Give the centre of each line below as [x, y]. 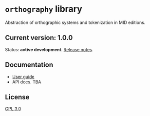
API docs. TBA [27, 82]
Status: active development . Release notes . [49, 49]
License [17, 97]
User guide [23, 77]
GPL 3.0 [13, 109]
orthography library [44, 9]
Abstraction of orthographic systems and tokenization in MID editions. [75, 22]
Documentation [29, 65]
